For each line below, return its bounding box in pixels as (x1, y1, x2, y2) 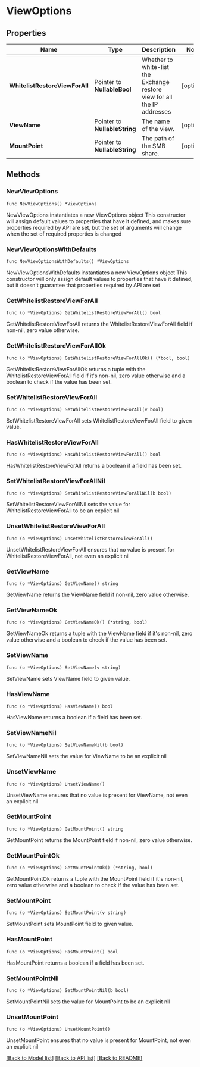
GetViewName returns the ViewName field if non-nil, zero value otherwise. (6, 591, 189, 599)
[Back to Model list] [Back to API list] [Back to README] (6, 1055, 143, 1062)
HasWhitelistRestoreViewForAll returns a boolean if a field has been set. (6, 462, 182, 470)
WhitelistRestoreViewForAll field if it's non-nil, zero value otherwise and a (6, 372, 186, 379)
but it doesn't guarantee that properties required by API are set (6, 281, 161, 289)
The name (142, 117, 170, 126)
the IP (142, 100, 158, 108)
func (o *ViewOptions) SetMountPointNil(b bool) (6, 988, 129, 994)
